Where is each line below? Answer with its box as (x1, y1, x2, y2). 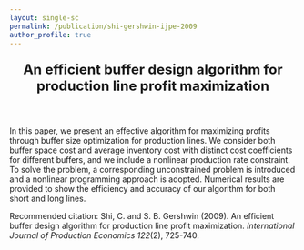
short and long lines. (9, 193, 86, 205)
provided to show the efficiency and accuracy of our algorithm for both (9, 184, 276, 195)
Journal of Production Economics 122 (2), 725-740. (9, 230, 200, 241)
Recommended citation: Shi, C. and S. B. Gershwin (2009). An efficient (9, 211, 275, 222)
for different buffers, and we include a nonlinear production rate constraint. (9, 155, 291, 165)
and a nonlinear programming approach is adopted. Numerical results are (9, 174, 285, 185)
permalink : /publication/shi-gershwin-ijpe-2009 (9, 22, 198, 31)
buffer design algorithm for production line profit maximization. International (9, 220, 295, 232)
